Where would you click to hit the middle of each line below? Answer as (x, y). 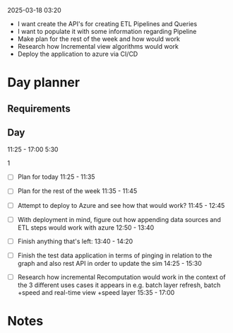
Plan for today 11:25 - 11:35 (56, 177)
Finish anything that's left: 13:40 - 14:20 (75, 241)
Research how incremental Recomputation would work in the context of (121, 277)
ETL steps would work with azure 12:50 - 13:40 (86, 227)
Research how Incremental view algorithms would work (98, 46)
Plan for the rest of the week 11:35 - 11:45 (77, 191)
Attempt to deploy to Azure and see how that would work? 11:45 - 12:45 (121, 205)
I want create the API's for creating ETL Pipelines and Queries (107, 24)
